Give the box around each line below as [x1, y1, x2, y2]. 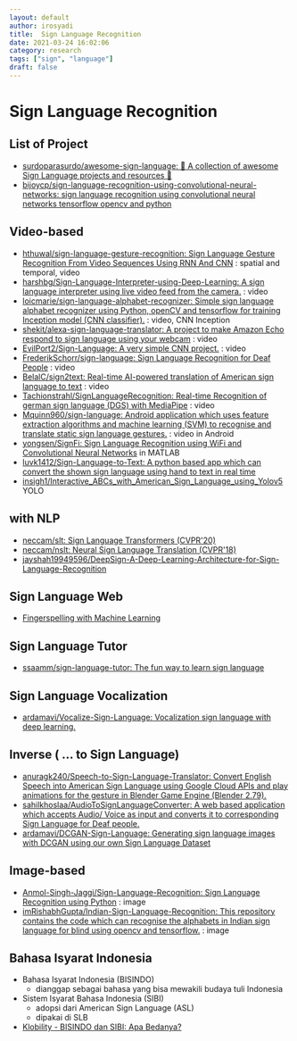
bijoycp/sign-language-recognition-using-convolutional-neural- [21, 179, 257, 190]
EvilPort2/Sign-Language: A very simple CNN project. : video [21, 343, 247, 354]
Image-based [9, 863, 86, 879]
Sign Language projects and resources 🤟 [21, 170, 172, 180]
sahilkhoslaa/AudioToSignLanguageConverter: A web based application [21, 799, 285, 810]
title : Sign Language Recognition [9, 29, 142, 38]
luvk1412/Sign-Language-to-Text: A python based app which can [21, 456, 261, 467]
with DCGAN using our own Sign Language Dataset [21, 837, 211, 848]
